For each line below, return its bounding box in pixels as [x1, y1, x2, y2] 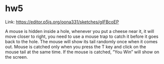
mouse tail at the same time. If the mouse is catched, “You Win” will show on [5, 49, 160, 55]
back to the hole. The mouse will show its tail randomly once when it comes [5, 38, 158, 44]
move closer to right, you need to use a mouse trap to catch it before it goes [5, 33, 159, 39]
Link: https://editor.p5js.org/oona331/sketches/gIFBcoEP [5, 19, 119, 25]
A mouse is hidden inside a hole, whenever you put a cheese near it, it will [5, 28, 154, 34]
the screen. [5, 54, 28, 60]
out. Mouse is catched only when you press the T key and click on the [5, 44, 146, 49]
